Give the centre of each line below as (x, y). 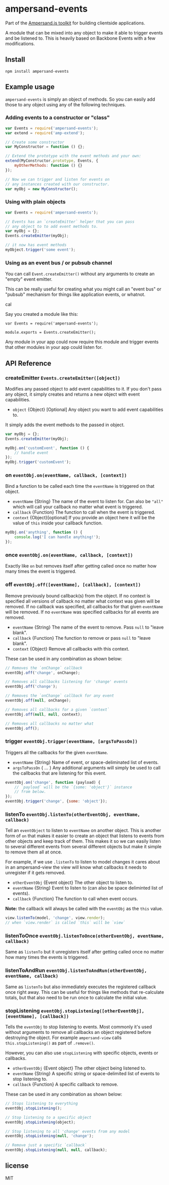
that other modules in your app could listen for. (54, 347)
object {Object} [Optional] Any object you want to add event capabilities (88, 409)
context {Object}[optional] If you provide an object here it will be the (84, 518)
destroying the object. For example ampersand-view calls (64, 1038)
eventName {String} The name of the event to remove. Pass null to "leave (88, 627)
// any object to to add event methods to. (52, 226)
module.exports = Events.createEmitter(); (51, 333)
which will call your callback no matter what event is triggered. (78, 507)
